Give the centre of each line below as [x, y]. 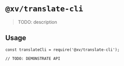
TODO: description [38, 22]
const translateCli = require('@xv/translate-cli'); [63, 50]
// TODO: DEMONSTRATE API [33, 58]
